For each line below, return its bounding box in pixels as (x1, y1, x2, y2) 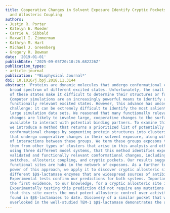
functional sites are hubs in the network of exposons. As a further (10, 162, 159, 167)
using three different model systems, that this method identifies (10, 148, 155, 153)
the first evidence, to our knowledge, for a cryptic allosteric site (10, 181, 162, 186)
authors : (5, 17, 24, 22)
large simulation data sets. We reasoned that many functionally (10, 111, 151, 116)
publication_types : (5, 64, 47, 69)
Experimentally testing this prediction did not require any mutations (10, 186, 164, 191)
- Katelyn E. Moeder (5, 26, 49, 31)
